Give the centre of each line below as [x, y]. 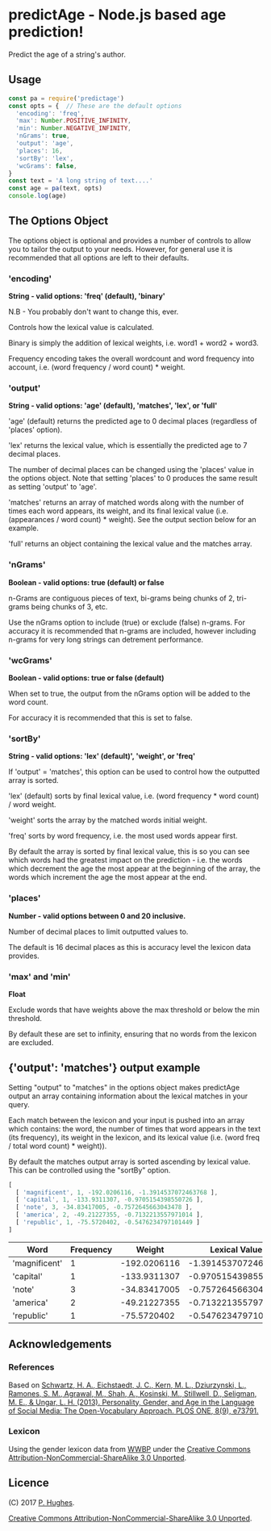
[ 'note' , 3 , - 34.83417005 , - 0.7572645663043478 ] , [104, 1207]
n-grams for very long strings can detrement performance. [106, 639]
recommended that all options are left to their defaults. [99, 257]
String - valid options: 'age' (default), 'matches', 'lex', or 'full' [113, 406]
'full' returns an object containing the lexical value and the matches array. [130, 544]
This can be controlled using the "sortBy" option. [90, 1170]
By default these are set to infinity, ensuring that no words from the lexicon [133, 1034]
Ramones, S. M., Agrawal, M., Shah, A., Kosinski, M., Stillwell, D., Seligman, [133, 1393]
